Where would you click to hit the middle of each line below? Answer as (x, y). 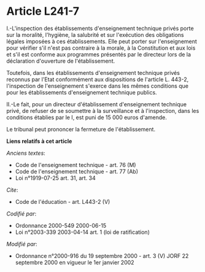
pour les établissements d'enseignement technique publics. (82, 92)
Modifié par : (22, 244)
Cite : (12, 190)
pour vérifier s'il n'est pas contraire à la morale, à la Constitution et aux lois (101, 48)
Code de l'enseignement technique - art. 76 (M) (75, 165)
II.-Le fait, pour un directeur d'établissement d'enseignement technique (97, 104)
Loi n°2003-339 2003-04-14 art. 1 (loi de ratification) (83, 232)
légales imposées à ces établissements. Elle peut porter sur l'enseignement (102, 41)
